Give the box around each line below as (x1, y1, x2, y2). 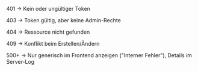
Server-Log (6, 58, 35, 65)
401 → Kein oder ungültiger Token (6, 5, 90, 12)
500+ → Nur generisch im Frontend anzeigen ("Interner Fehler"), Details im (6, 52, 193, 59)
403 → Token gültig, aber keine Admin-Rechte (6, 17, 122, 23)
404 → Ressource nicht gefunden (6, 28, 90, 35)
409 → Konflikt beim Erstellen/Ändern (6, 40, 100, 47)
